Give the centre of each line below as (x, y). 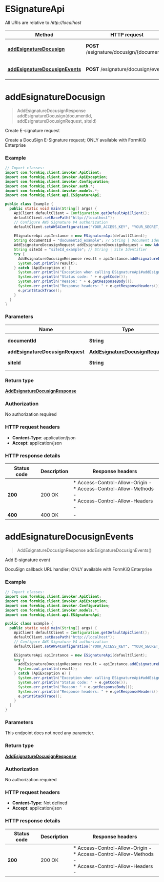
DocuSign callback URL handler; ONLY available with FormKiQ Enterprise (79, 569)
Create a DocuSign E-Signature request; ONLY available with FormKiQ (76, 140)
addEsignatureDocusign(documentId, (55, 115)
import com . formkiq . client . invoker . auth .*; (50, 186)
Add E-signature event (28, 560)
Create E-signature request (32, 130)
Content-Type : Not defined (40, 803)
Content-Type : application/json (44, 438)
